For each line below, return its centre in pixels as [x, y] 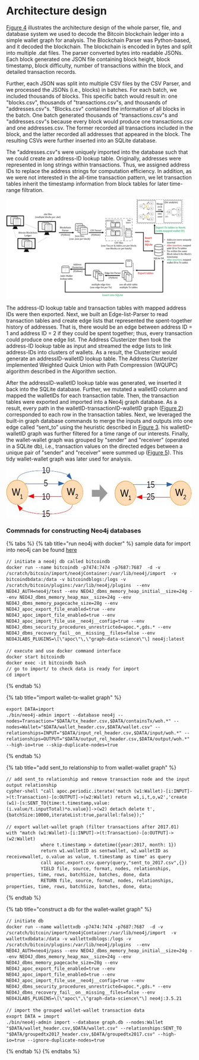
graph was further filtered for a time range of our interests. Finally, [108, 433]
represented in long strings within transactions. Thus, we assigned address [98, 165]
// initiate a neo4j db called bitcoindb [58, 561]
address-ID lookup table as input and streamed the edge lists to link [89, 346]
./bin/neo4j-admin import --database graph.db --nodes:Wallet [85, 1022]
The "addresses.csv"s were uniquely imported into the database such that [97, 152]
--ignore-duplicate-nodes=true [66, 1040]
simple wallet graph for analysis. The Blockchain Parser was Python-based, [99, 40]
